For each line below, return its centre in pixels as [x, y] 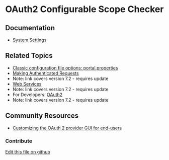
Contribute [19, 141]
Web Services [27, 84]
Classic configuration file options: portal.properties [65, 68]
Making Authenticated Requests [46, 73]
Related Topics [29, 56]
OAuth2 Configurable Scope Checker [84, 9]
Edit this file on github [28, 151]
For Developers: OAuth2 [37, 95]
